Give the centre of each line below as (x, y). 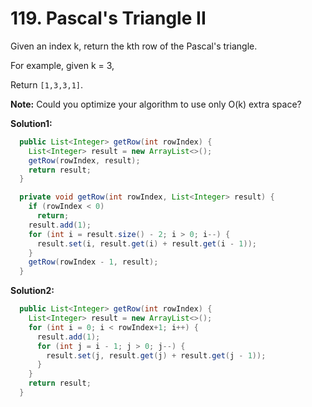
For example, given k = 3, (62, 65)
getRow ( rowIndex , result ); (84, 160)
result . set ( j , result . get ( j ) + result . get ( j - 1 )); (156, 355)
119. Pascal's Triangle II (108, 18)
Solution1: (31, 123)
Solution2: (32, 291)
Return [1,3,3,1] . (47, 84)
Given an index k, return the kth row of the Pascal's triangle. (134, 46)
